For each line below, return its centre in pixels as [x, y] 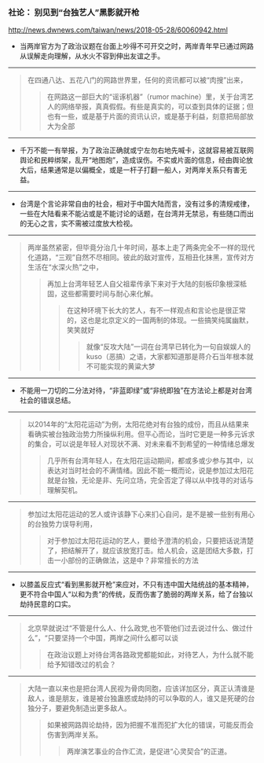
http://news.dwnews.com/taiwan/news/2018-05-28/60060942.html [118, 30]
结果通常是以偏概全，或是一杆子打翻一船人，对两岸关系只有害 [140, 170]
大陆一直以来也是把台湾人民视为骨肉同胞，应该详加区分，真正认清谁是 [141, 688]
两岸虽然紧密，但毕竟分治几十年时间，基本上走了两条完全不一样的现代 [141, 248]
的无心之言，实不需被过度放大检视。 [78, 224]
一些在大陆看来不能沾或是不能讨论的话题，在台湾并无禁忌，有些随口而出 [136, 214]
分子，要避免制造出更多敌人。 [82, 708]
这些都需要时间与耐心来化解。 [109, 294]
